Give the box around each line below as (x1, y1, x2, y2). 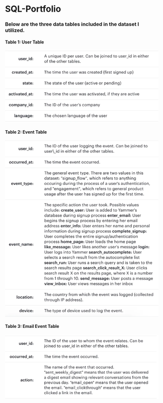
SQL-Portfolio (5, 3, 61, 15)
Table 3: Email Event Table (5, 323, 59, 329)
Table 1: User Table (5, 39, 44, 45)
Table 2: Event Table (5, 129, 47, 135)
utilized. (5, 27, 25, 34)
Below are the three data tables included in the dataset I (5, 21, 140, 28)
